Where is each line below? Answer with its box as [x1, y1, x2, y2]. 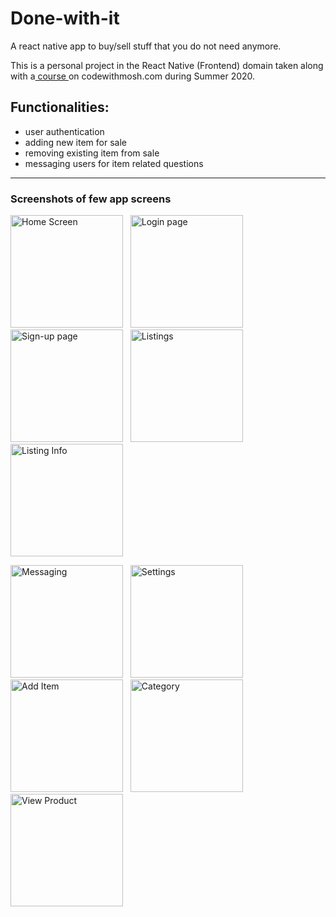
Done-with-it [10, 7, 120, 30]
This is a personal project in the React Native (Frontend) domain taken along [10, 59, 324, 71]
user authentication [24, 125, 105, 137]
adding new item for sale [24, 136, 127, 148]
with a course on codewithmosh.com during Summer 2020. [10, 70, 256, 82]
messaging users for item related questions [24, 157, 204, 169]
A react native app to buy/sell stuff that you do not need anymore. [10, 40, 282, 52]
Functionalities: [10, 99, 110, 116]
